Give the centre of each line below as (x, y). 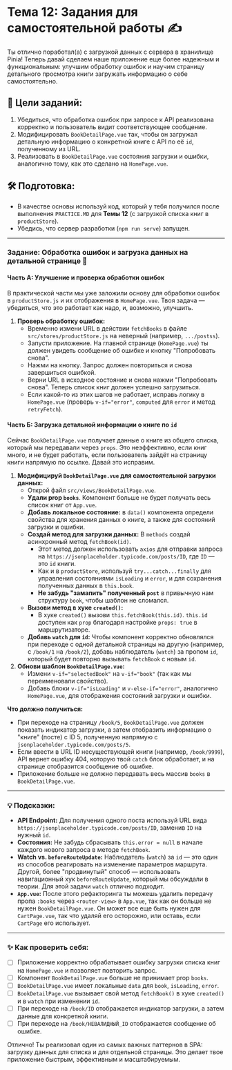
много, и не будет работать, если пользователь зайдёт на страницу (107, 455)
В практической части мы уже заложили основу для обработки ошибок (114, 293)
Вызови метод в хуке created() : (75, 607)
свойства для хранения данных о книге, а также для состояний (121, 519)
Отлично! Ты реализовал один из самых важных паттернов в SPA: (105, 1044)
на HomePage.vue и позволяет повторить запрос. (87, 970)
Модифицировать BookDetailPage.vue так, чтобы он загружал (107, 134)
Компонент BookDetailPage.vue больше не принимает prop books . (113, 977)
